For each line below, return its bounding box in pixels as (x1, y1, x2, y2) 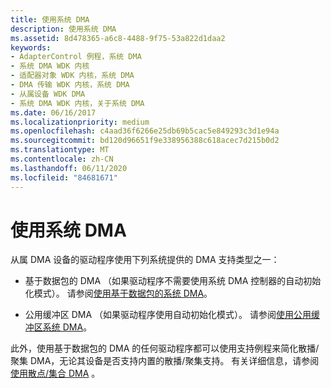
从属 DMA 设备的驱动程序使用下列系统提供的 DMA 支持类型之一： (10, 254, 280, 266)
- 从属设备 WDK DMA (10, 89, 86, 99)
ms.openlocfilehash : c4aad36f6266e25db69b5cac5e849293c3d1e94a (10, 126, 280, 136)
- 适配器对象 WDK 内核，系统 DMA (10, 71, 135, 81)
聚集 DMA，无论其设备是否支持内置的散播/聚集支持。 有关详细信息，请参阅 (10, 355, 320, 367)
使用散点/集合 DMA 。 (10, 367, 101, 380)
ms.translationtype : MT (10, 145, 110, 155)
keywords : (10, 42, 52, 53)
